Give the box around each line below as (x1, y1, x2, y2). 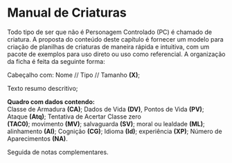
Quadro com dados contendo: (7, 97, 95, 105)
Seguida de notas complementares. (7, 148, 109, 156)
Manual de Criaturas (7, 5, 127, 21)
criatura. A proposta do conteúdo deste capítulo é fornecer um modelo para (7, 35, 224, 43)
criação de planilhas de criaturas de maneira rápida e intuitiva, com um (7, 42, 210, 51)
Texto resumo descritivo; (7, 84, 78, 92)
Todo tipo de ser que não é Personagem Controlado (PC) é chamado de (7, 28, 213, 36)
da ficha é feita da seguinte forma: (7, 57, 105, 65)
